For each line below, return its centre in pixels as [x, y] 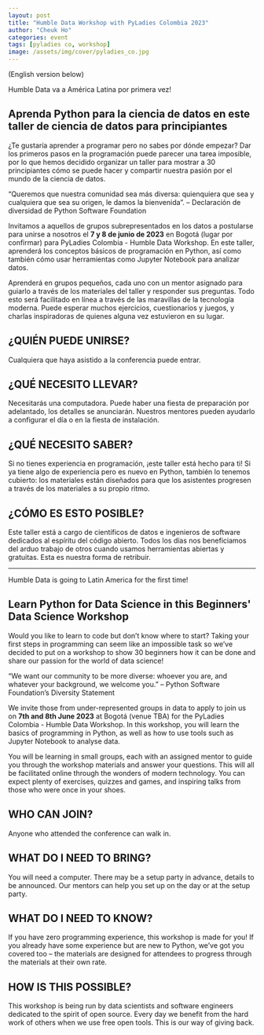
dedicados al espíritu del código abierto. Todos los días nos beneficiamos [127, 541]
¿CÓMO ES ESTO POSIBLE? [76, 513]
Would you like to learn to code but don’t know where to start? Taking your [129, 635]
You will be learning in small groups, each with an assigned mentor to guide [130, 756]
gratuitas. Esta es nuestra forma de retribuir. [79, 558]
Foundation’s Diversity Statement [62, 693]
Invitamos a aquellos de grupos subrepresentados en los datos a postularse [131, 225]
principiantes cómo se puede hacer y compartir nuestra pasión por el [120, 170]
